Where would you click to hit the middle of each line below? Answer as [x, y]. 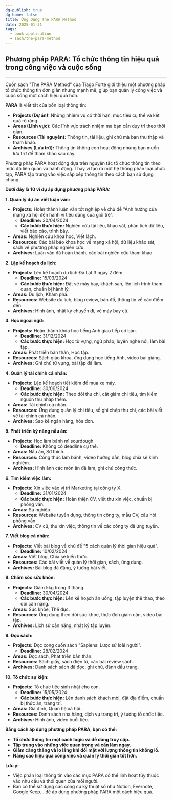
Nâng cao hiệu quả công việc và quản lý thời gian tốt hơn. [75, 755]
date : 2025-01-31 [24, 24]
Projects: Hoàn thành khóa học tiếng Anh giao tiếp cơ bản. [75, 330]
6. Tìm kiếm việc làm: [28, 478]
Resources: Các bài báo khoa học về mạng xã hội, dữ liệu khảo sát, [84, 242]
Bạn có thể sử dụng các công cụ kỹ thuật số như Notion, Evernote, [83, 786]
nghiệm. [21, 462]
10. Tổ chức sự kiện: [27, 677]
